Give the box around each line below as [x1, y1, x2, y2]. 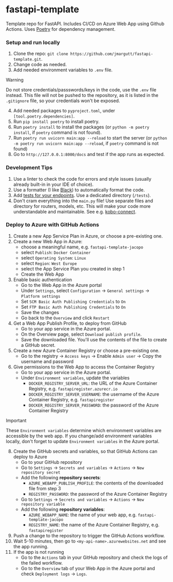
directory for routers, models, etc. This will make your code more [13, 203, 151, 209]
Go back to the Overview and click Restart [21, 315, 110, 321]
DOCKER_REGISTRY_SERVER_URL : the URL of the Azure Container [28, 380, 158, 386]
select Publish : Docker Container [21, 249, 91, 255]
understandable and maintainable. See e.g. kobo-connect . [13, 208, 137, 215]
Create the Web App [21, 271, 65, 277]
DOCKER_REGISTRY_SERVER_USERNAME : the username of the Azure [28, 391, 160, 397]
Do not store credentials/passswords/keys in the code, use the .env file [6, 87, 157, 93]
